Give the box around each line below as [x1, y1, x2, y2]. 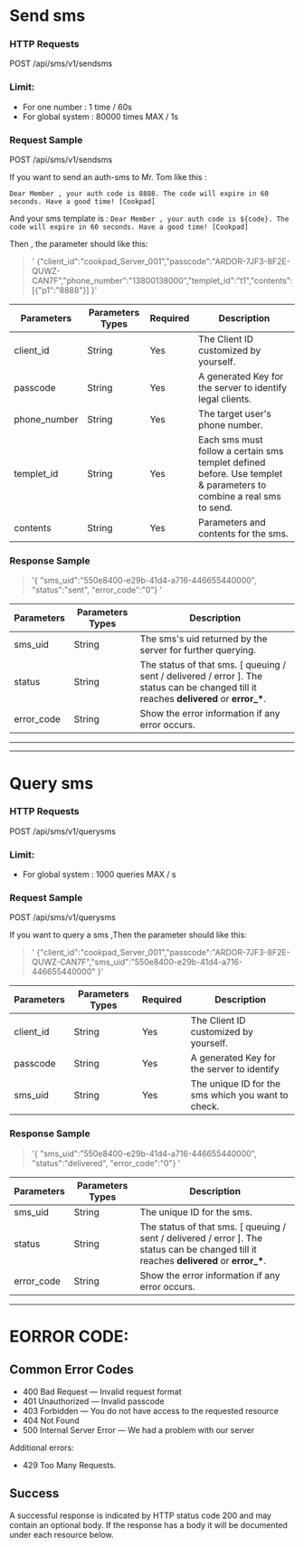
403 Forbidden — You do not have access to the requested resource [22, 1405, 279, 1416]
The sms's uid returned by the [139, 632, 268, 645]
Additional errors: [9, 1442, 74, 1453]
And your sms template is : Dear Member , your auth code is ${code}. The [9, 214, 290, 224]
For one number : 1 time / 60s [22, 101, 133, 112]
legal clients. [198, 393, 252, 405]
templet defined [198, 456, 266, 469]
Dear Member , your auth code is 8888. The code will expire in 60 [9, 189, 270, 199]
